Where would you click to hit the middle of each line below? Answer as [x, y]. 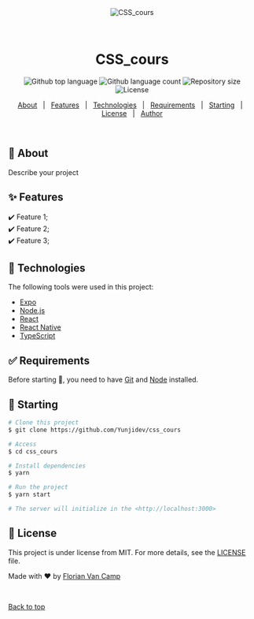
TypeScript [37, 336]
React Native [40, 327]
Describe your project [43, 172]
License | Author [132, 113]
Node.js [32, 311]
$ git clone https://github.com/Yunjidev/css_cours [94, 430]
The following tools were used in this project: [81, 287]
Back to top [27, 606]
